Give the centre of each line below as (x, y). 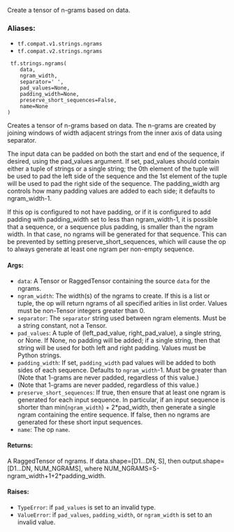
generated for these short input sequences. (80, 422)
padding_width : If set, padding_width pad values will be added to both (117, 362)
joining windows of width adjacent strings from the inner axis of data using (115, 133)
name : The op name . (44, 429)
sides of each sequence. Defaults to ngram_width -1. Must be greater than (122, 370)
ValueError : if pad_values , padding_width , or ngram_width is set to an (115, 515)
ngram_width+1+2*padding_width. (57, 475)
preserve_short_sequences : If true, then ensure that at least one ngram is (121, 392)
